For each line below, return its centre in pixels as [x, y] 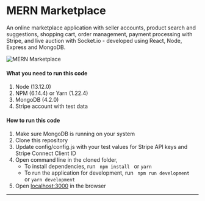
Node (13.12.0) [33, 87]
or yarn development [49, 180]
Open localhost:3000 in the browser [60, 186]
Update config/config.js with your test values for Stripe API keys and [101, 147]
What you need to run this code [47, 73]
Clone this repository [41, 140]
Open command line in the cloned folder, [66, 160]
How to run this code [33, 120]
